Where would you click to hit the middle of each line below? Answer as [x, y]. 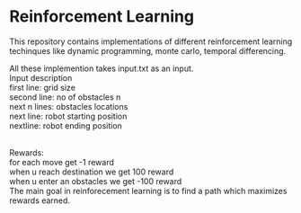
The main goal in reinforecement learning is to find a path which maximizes [148, 191]
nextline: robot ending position [66, 125]
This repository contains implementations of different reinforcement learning [151, 41]
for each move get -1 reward [62, 162]
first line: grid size [43, 87]
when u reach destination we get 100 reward [92, 172]
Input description [41, 77]
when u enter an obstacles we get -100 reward [96, 181]
